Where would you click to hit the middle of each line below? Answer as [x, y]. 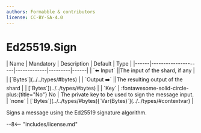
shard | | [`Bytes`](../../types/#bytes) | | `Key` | [63, 88]
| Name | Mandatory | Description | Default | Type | [69, 64]
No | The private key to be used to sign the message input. [121, 94]
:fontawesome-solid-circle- [155, 88]
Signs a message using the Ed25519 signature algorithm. [77, 113]
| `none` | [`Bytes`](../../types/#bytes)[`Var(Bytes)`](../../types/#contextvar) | [100, 101]
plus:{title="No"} [27, 94]
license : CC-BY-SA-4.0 [35, 17]
